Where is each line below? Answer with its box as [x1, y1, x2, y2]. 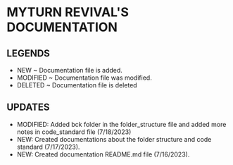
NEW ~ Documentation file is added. [16, 66, 122, 74]
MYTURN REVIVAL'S [6, 4, 130, 20]
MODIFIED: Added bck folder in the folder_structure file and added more [16, 120, 227, 128]
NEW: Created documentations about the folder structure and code [16, 135, 212, 143]
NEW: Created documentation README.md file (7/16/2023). [16, 149, 190, 159]
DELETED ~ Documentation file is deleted [16, 81, 138, 89]
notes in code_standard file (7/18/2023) [16, 128, 132, 136]
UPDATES [6, 102, 50, 114]
